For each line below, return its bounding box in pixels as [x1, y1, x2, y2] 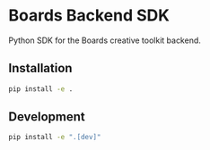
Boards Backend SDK [8, 5, 170, 26]
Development [8, 109, 86, 125]
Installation [8, 61, 73, 76]
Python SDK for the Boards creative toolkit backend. [8, 35, 201, 46]
